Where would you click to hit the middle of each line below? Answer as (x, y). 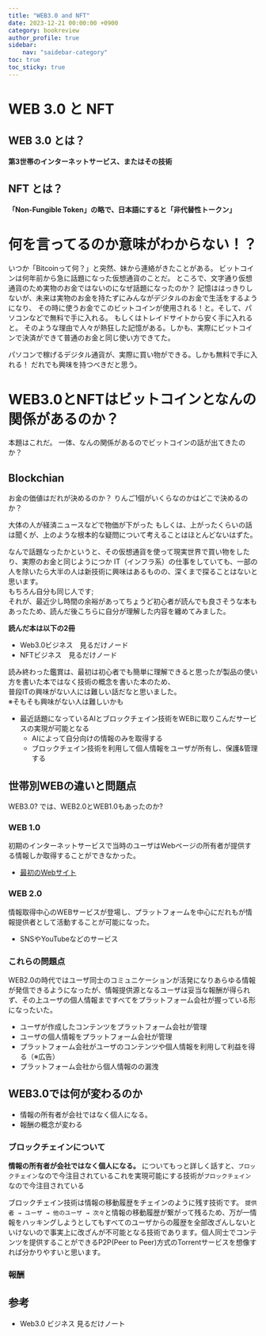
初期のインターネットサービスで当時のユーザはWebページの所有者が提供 (127, 846)
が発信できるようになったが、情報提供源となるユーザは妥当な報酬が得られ (129, 990)
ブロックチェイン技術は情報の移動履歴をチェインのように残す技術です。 (126, 1203)
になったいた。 (32, 1010)
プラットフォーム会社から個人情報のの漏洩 (89, 1066)
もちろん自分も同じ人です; (51, 592)
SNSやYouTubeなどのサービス (69, 939)
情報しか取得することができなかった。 (77, 855)
